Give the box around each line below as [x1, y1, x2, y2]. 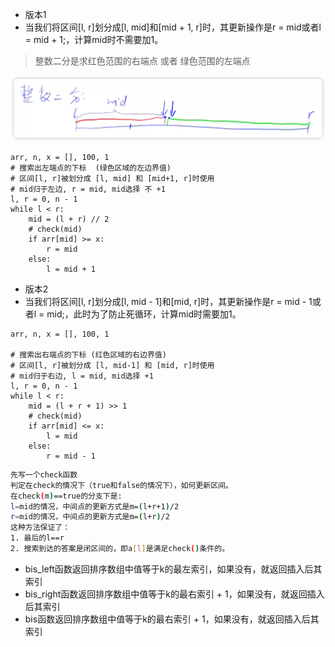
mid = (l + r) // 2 [28, 214, 110, 224]
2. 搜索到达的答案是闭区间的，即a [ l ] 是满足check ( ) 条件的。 [10, 544, 230, 554]
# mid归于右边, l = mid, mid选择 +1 [10, 371, 154, 381]
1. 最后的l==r [10, 533, 65, 543]
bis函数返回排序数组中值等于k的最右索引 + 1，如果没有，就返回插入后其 [24, 613, 320, 625]
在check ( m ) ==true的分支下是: [10, 491, 123, 501]
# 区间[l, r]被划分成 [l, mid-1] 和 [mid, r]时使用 [10, 360, 215, 370]
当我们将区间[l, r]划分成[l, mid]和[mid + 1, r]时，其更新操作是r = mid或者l [24, 21, 322, 33]
